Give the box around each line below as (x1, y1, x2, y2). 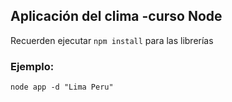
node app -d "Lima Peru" (10, 82, 114, 93)
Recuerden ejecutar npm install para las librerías (10, 34, 214, 46)
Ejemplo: (10, 59, 55, 73)
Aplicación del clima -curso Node (10, 8, 223, 25)
